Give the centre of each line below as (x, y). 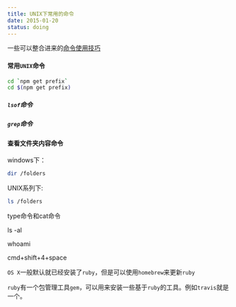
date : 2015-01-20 (33, 21)
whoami (19, 244)
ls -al (15, 230)
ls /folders (25, 202)
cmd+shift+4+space (37, 258)
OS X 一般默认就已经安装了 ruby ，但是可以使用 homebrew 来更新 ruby (101, 272)
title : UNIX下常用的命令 (41, 14)
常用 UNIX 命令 (26, 65)
